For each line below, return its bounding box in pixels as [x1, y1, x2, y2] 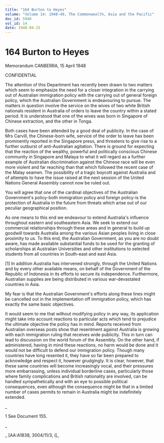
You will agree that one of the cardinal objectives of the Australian [5, 189, 138, 195]
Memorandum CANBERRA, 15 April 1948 [5, 63, 86, 69]
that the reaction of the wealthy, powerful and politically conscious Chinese [5, 149, 157, 155]
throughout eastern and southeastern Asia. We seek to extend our [5, 220, 139, 226]
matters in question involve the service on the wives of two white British [5, 103, 150, 108]
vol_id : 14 [5, 21, 27, 26]
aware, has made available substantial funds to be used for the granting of [5, 241, 155, 247]
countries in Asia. [5, 282, 40, 287]
